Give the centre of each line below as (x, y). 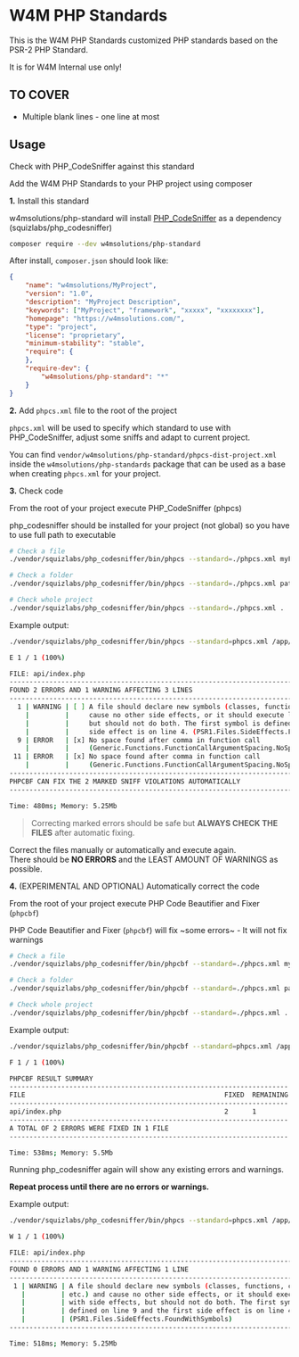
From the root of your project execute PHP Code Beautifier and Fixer (135, 903)
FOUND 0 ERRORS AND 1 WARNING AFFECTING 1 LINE (99, 1269)
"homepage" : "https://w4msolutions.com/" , (105, 319)
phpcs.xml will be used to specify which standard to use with (120, 427)
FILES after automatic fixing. (83, 832)
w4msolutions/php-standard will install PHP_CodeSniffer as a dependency (145, 218)
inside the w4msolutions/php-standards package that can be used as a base (148, 464)
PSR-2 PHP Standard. (49, 49)
